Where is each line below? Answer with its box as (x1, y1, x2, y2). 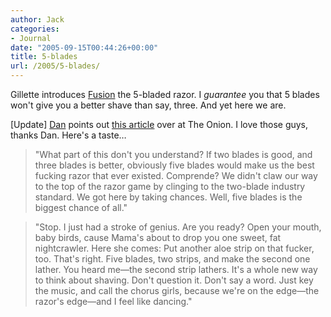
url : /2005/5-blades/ (10, 61, 101, 71)
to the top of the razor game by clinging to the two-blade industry (34, 181, 306, 192)
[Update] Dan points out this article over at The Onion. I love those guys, (10, 119, 309, 130)
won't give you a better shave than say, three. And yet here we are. (10, 99, 287, 111)
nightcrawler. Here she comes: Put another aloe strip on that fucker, (34, 242, 315, 254)
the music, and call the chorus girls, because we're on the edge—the (34, 285, 320, 296)
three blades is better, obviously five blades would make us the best (34, 159, 315, 171)
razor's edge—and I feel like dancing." (34, 296, 193, 307)
